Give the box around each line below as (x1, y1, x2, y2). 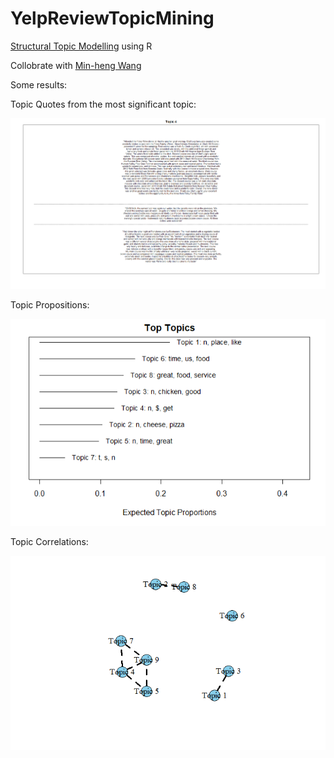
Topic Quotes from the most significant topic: (10, 98, 197, 110)
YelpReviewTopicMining (10, 7, 215, 30)
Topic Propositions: (10, 298, 90, 311)
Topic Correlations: (10, 535, 89, 547)
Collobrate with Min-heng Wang (10, 59, 142, 71)
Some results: (10, 78, 68, 91)
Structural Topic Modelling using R (10, 40, 153, 52)
